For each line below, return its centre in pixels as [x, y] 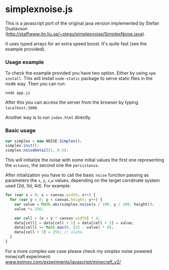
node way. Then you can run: [36, 84]
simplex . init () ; [22, 146]
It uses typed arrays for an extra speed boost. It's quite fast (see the [76, 43]
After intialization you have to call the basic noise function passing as [77, 175]
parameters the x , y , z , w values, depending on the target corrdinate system [82, 180]
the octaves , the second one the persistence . [52, 165]
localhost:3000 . [22, 108]
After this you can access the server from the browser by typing [72, 102]
